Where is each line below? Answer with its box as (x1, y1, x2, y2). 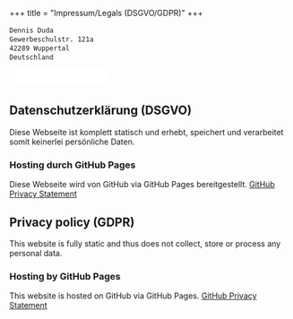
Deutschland (9, 53, 54, 62)
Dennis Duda (9, 26, 54, 35)
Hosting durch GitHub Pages (9, 159, 136, 171)
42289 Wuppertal (9, 44, 70, 53)
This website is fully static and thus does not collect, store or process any (9, 237, 281, 249)
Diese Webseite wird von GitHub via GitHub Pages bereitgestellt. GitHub (9, 179, 275, 190)
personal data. (9, 247, 63, 258)
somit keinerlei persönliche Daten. (9, 136, 135, 147)
